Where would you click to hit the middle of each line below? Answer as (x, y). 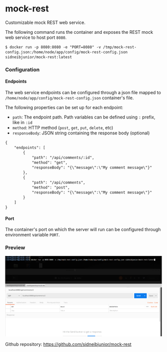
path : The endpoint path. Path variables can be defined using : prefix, (84, 117)
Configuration (22, 69)
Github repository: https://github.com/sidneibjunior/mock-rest (68, 344)
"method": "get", (50, 163)
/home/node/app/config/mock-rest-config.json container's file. (70, 98)
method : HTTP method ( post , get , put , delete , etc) (63, 128)
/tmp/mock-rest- (120, 47)
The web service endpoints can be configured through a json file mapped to (83, 93)
